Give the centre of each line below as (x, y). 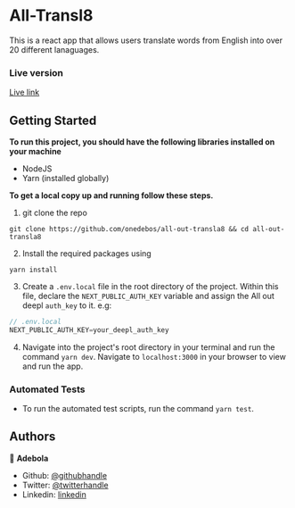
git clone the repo (54, 213)
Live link (25, 92)
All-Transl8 (51, 16)
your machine (36, 152)
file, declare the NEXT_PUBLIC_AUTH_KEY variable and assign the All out (148, 296)
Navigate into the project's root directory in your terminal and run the (148, 347)
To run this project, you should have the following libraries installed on (142, 142)
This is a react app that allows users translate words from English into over (146, 40)
